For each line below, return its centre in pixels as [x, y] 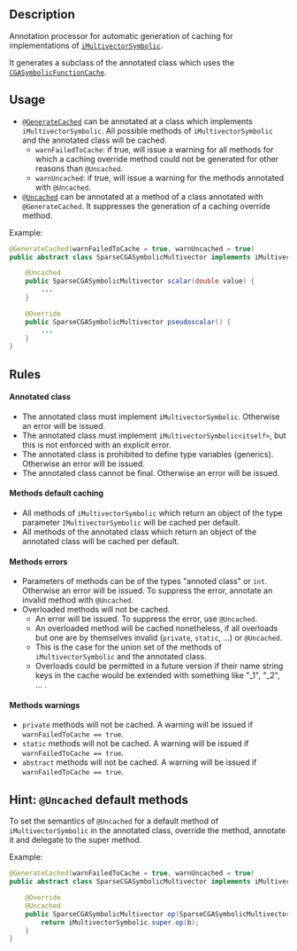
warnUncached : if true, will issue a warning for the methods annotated [160, 177]
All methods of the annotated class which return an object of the [139, 532]
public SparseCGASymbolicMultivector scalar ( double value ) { [140, 281]
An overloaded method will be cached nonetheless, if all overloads [156, 628]
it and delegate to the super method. [76, 840]
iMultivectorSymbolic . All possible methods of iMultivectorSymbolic [147, 130]
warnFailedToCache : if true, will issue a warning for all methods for [154, 149]
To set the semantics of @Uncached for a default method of [114, 821]
